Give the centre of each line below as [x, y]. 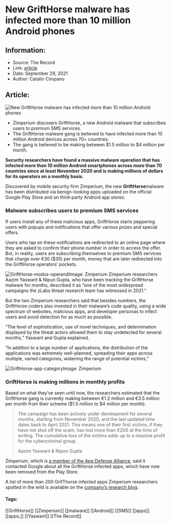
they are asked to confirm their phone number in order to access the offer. [83, 248]
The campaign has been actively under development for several [85, 414]
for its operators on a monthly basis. [45, 176]
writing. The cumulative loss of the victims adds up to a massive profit [91, 436]
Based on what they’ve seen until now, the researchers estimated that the [82, 393]
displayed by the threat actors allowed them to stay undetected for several [83, 333]
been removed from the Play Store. [42, 472]
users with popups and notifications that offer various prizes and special [81, 227]
